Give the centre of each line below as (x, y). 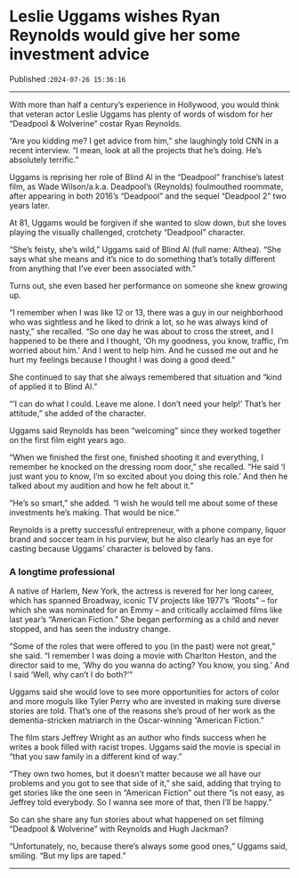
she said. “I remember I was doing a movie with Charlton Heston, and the (143, 656)
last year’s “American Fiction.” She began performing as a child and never (144, 620)
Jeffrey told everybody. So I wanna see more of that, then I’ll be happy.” (141, 802)
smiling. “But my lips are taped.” (68, 856)
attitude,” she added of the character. (78, 413)
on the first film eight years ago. (68, 439)
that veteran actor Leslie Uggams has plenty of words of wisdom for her (141, 114)
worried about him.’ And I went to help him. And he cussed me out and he (144, 350)
